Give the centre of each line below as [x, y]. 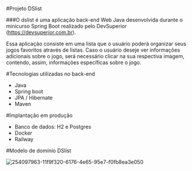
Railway [24, 139]
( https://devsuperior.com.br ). [41, 32]
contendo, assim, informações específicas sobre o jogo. [74, 62]
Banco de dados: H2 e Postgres [53, 127]
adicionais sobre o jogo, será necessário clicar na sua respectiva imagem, [95, 56]
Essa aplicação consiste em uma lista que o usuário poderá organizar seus [96, 44]
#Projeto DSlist [24, 9]
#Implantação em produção [40, 115]
